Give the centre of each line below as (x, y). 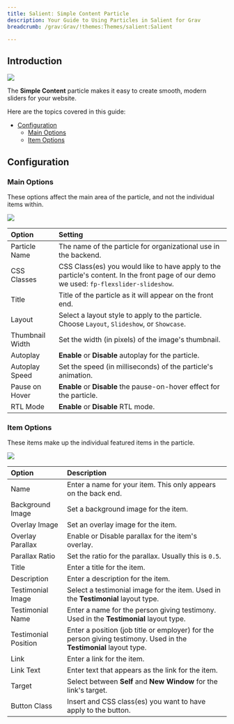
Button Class (32, 706)
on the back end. (94, 493)
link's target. (87, 691)
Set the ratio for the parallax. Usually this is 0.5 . (144, 556)
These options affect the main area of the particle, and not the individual (111, 197)
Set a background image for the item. (127, 509)
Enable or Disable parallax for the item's (132, 536)
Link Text (25, 670)
